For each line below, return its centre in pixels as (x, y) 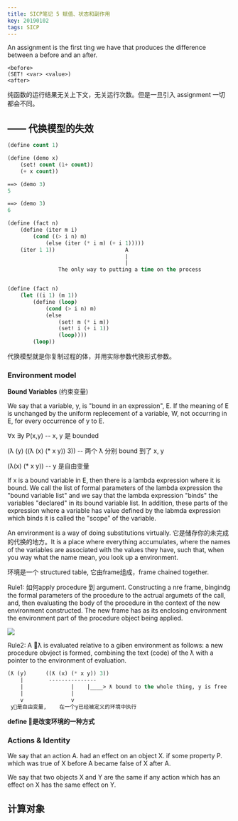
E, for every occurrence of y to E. (56, 421)
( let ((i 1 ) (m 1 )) (49, 296)
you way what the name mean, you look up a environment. (93, 558)
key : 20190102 (28, 21)
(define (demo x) (33, 158)
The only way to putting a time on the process (130, 270)
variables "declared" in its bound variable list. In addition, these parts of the (118, 503)
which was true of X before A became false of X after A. (89, 763)
